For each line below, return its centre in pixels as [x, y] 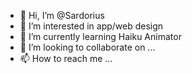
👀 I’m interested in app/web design [91, 26]
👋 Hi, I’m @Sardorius [62, 15]
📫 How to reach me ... [66, 58]
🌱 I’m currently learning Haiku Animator [100, 36]
